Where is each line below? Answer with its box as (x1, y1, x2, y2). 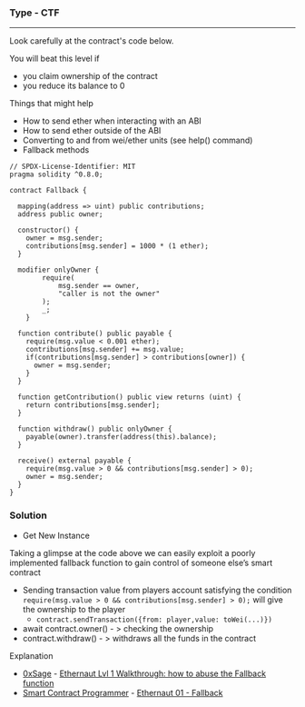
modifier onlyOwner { (17, 265, 100, 274)
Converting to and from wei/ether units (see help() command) (22, 134, 253, 146)
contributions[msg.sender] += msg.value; (25, 345, 184, 354)
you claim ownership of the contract (22, 71, 159, 82)
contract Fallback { (9, 186, 88, 195)
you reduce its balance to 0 (22, 80, 125, 92)
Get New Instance (22, 530, 91, 541)
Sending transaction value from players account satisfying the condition (22, 584, 292, 595)
